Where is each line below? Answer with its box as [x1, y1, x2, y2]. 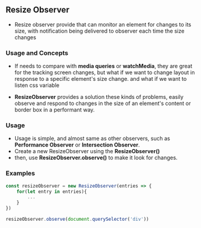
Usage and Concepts [5, 48, 69, 57]
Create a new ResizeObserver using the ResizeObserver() [14, 148, 161, 155]
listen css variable [14, 81, 60, 89]
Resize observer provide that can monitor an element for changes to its [14, 21, 191, 28]
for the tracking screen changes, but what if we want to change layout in [14, 69, 195, 76]
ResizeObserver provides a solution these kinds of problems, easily [14, 93, 183, 101]
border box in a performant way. [14, 106, 95, 113]
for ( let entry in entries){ [16, 188, 87, 195]
